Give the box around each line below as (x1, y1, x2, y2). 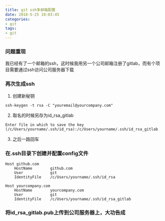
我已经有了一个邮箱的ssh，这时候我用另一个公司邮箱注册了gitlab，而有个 (5, 61, 156, 67)
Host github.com (5, 161, 39, 166)
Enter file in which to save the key (5, 122, 84, 127)
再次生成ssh (5, 81, 35, 88)
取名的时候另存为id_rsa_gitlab (12, 112, 74, 118)
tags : (5, 26, 17, 31)
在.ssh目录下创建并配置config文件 (5, 150, 89, 157)
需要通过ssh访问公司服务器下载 (9, 67, 74, 73)
